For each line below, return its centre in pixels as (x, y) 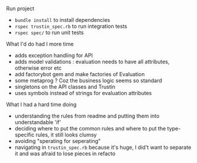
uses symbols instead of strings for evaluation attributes (83, 93)
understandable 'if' (38, 122)
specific (24, 135)
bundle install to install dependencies (62, 20)
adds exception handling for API (54, 55)
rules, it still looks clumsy (66, 135)
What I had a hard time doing (41, 105)
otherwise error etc (38, 68)
